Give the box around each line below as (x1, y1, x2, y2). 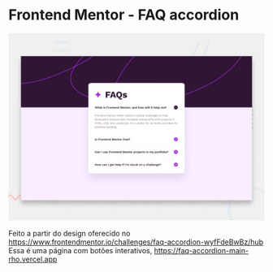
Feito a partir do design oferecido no (8, 229, 131, 239)
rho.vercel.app (8, 254, 58, 265)
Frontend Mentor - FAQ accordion (8, 6, 240, 24)
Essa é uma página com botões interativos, (8, 246, 153, 256)
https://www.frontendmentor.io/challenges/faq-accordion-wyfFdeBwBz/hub (8, 237, 264, 247)
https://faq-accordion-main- (154, 246, 249, 256)
